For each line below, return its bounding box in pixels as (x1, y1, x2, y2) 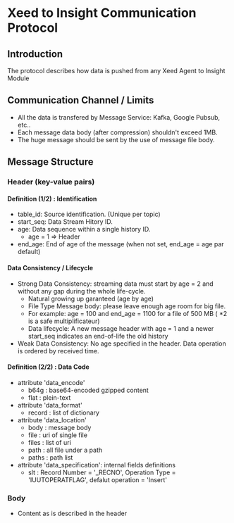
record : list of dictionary (27, 408, 100, 417)
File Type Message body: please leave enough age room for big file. (27, 301, 226, 310)
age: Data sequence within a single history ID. (17, 225, 151, 234)
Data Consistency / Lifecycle (7, 263, 94, 272)
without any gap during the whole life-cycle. (17, 286, 146, 295)
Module (7, 74, 30, 82)
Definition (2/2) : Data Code (7, 363, 90, 371)
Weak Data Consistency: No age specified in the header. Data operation (17, 339, 227, 348)
